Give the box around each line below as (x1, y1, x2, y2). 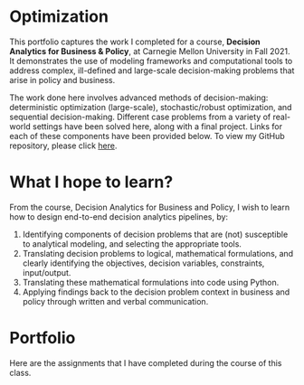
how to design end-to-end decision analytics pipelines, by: (9, 211, 229, 222)
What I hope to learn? (9, 172, 174, 192)
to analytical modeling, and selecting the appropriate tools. (22, 238, 242, 249)
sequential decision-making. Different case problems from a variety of (9, 111, 271, 122)
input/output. (22, 267, 71, 277)
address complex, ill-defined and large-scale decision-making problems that (9, 65, 295, 76)
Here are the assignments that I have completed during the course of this (9, 357, 282, 368)
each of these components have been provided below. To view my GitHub (9, 130, 285, 141)
